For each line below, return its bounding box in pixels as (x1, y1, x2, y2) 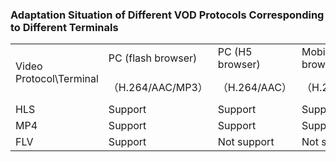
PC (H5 (217, 44, 253, 58)
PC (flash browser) (108, 51, 198, 65)
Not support (217, 134, 275, 148)
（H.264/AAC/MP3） (108, 80, 208, 94)
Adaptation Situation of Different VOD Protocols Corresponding (10, 8, 325, 22)
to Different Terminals (10, 20, 119, 34)
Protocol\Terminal (15, 71, 99, 85)
